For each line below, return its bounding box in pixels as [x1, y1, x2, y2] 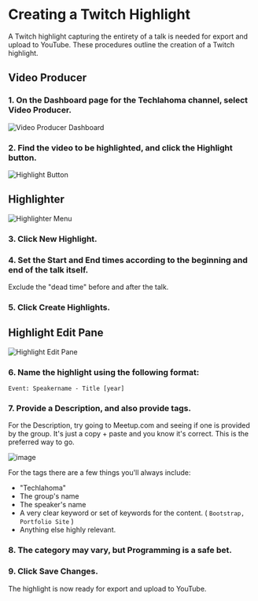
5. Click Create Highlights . [8, 302, 110, 313]
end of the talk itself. [8, 264, 89, 275]
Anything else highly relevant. [19, 525, 116, 535]
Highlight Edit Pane [8, 326, 104, 339]
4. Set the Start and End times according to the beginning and [8, 254, 248, 265]
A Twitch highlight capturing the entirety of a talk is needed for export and [8, 32, 249, 41]
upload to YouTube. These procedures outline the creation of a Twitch [8, 39, 234, 49]
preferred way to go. [8, 437, 75, 447]
